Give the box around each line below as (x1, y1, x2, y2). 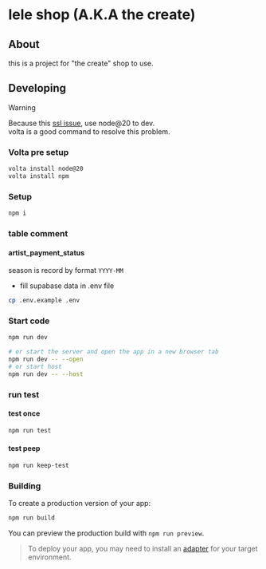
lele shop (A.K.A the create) (8, 6, 196, 24)
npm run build (8, 514, 56, 522)
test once (8, 409, 41, 418)
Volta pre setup (8, 146, 69, 157)
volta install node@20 (8, 165, 84, 173)
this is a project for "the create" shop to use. (8, 58, 154, 68)
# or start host (8, 362, 62, 370)
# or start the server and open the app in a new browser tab (8, 348, 219, 356)
